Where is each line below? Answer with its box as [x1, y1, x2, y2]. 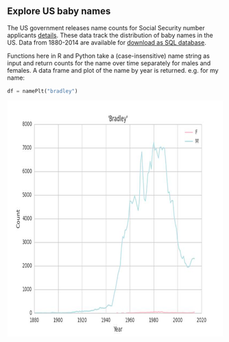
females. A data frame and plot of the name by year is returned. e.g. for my [7, 66, 219, 74]
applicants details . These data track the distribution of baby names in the [7, 31, 214, 39]
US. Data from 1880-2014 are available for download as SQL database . [7, 38, 207, 47]
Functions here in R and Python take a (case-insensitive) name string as [7, 52, 210, 60]
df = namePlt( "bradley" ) [7, 87, 78, 95]
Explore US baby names [7, 5, 111, 17]
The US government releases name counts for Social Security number [7, 23, 206, 32]
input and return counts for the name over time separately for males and [7, 58, 211, 67]
